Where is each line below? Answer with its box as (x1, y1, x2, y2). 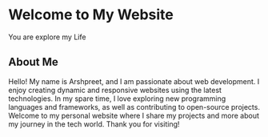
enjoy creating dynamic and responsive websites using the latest (8, 85, 222, 95)
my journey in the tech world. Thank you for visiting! (8, 119, 180, 129)
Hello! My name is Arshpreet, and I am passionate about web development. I (8, 76, 260, 86)
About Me (8, 55, 58, 69)
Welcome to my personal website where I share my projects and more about (8, 111, 260, 120)
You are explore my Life (8, 32, 86, 42)
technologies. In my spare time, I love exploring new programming (8, 94, 226, 103)
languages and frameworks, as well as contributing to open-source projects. (8, 102, 260, 111)
